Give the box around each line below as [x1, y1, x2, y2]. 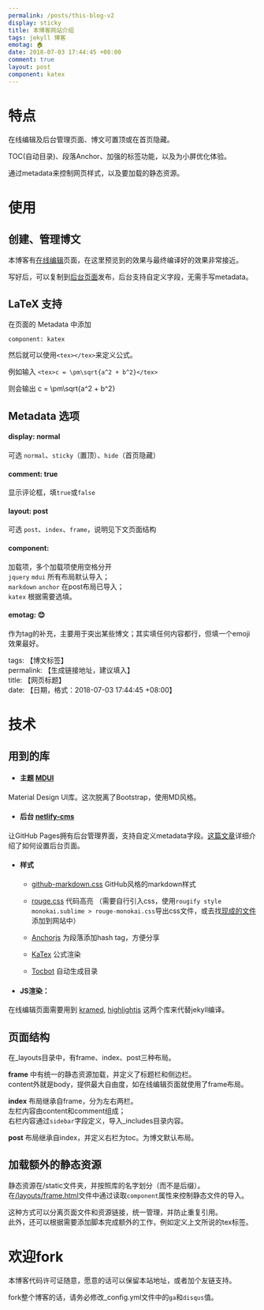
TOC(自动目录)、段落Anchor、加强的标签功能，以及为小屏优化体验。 [8, 151, 231, 160]
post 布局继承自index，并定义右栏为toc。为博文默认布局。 [8, 1132, 199, 1142]
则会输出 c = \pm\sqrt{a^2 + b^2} [8, 384, 116, 394]
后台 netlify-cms [19, 812, 75, 821]
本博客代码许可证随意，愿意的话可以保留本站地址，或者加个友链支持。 [8, 1275, 236, 1285]
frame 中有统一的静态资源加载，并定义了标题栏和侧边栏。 [8, 1069, 196, 1079]
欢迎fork [8, 1248, 64, 1266]
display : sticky [8, 19, 61, 27]
